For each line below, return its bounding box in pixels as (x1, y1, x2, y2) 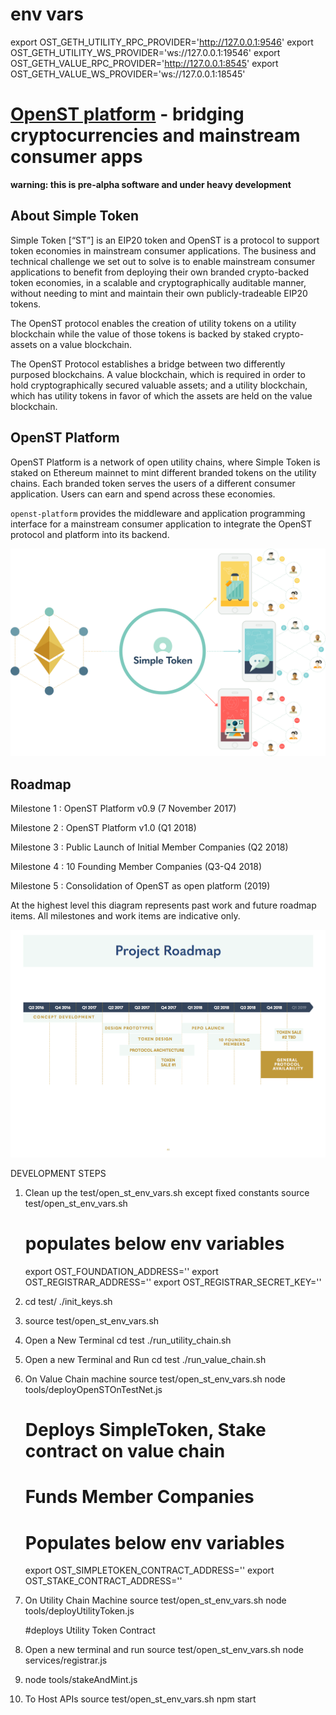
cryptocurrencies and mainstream (10, 124, 301, 147)
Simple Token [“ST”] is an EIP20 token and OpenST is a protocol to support (10, 234, 320, 246)
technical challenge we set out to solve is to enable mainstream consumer (10, 255, 316, 267)
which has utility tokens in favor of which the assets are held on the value (10, 389, 313, 402)
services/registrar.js (24, 1654, 108, 1667)
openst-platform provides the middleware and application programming (10, 507, 306, 519)
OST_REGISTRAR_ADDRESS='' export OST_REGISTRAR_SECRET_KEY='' (24, 1276, 322, 1288)
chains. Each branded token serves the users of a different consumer (10, 477, 296, 489)
